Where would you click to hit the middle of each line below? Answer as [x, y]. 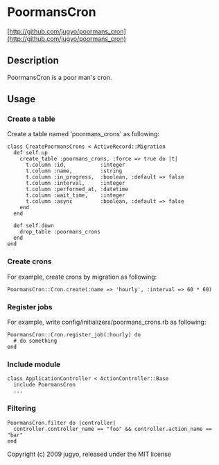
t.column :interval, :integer [76, 183]
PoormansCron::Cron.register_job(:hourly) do [74, 335]
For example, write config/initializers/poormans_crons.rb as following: [107, 322]
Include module [34, 364]
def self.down [34, 226]
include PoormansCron [45, 385]
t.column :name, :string [74, 171]
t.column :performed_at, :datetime [77, 189]
